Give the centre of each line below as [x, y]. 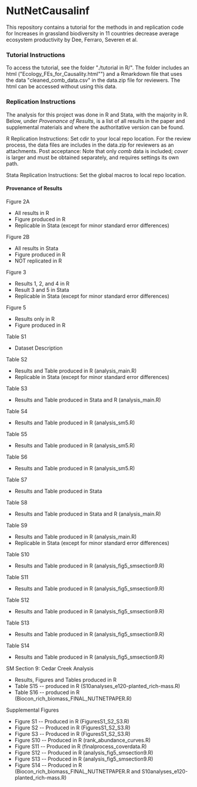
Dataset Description [39, 348]
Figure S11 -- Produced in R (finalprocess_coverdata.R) [81, 746]
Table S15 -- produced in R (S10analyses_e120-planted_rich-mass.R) [97, 686]
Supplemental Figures [33, 710]
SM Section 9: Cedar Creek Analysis [50, 668]
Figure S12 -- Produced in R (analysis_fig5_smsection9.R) [84, 752]
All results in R [32, 212]
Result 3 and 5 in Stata [42, 290]
